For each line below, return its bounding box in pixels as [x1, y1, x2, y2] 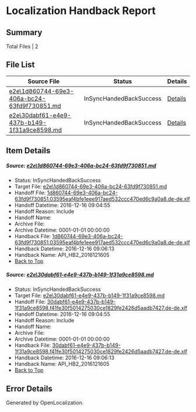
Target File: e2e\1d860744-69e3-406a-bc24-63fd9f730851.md [14, 183, 167, 190]
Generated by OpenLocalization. [6, 399, 84, 406]
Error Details [6, 383, 52, 393]
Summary [6, 28, 43, 37]
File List [6, 60, 35, 70]
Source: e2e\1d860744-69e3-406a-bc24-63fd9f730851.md [6, 162, 156, 169]
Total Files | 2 [6, 43, 38, 50]
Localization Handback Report [6, 4, 156, 18]
